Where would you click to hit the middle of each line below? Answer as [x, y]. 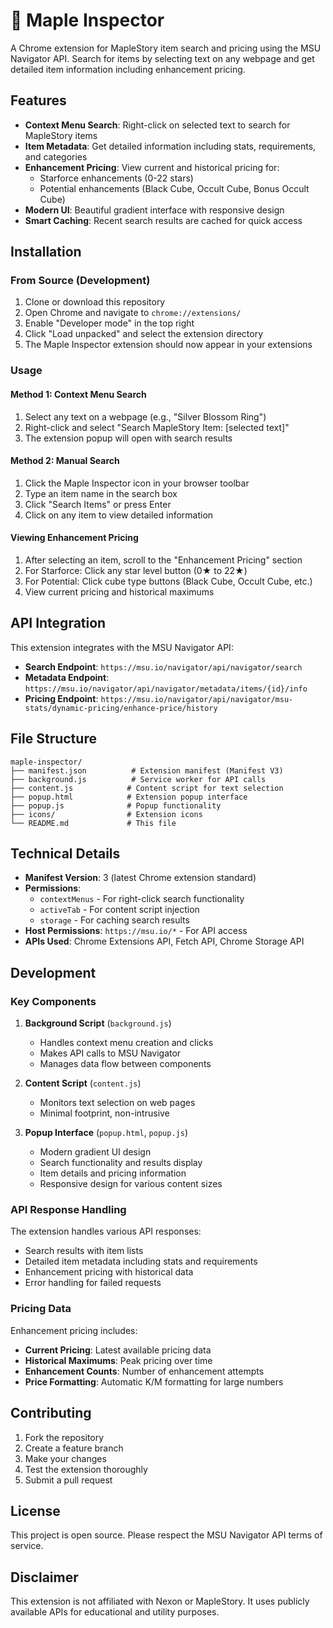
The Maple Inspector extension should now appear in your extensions [168, 345]
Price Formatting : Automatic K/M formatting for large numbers [154, 1381]
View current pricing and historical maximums [119, 591]
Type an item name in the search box [101, 493]
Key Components [53, 1001]
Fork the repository [64, 1437]
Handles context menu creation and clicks [126, 1043]
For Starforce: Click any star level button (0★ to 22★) [136, 570]
